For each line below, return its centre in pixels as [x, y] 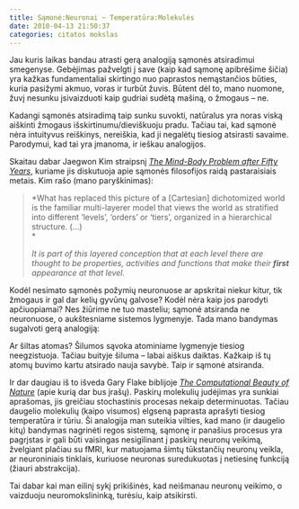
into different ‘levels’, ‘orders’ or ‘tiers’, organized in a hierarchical [151, 218]
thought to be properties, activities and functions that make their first [160, 263]
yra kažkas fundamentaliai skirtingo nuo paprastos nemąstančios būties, [143, 79]
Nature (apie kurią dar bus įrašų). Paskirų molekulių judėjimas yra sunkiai [144, 392]
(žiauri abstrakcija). [45, 469]
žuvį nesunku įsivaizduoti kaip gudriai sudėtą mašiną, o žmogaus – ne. [139, 98]
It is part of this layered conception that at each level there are [147, 254]
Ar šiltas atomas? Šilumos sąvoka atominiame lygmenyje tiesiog [127, 346]
